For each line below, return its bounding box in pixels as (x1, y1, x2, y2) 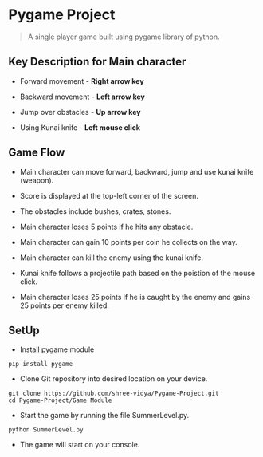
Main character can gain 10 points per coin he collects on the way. (19, 237, 237, 246)
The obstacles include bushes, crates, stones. (19, 206, 171, 216)
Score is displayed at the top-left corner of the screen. (19, 191, 199, 200)
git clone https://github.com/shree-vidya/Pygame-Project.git (8, 389, 219, 398)
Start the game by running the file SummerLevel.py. (19, 411, 190, 420)
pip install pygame (8, 360, 73, 368)
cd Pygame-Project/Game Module (8, 396, 112, 404)
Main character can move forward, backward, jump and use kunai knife (19, 167, 254, 176)
